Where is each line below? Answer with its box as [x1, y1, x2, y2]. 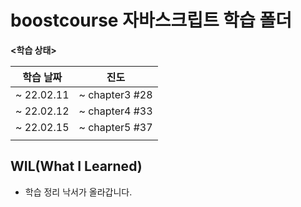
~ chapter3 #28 [78, 87, 153, 101]
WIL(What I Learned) [10, 158, 143, 175]
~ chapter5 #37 [78, 120, 153, 134]
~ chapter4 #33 [78, 104, 153, 118]
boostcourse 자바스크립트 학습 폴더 [10, 9, 292, 32]
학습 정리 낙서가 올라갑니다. [24, 186, 133, 198]
